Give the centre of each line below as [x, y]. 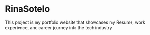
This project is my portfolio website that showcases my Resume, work [75, 22]
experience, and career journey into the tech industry [58, 27]
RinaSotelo [28, 9]
